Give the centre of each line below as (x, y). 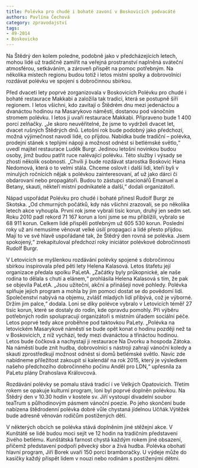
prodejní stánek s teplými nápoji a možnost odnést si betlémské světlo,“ (93, 143)
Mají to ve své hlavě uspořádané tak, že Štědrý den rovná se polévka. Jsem (98, 236)
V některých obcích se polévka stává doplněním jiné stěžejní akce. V (90, 427)
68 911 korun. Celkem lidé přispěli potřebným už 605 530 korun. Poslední (95, 223)
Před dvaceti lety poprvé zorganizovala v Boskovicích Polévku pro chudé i (96, 92)
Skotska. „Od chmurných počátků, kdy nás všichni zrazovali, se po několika (98, 204)
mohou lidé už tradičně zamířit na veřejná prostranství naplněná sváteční (95, 62)
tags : (13, 28)
